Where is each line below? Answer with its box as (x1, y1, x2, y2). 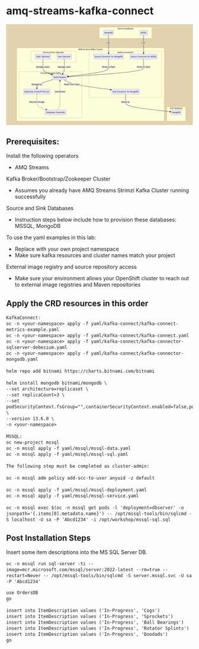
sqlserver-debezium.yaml (6, 344, 68, 351)
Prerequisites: (6, 137, 59, 147)
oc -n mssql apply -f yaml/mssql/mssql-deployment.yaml (6, 487, 147, 493)
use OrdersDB (6, 590, 38, 596)
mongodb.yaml (6, 356, 38, 363)
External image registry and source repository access (6, 263, 137, 271)
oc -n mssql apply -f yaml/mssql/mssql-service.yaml (6, 493, 139, 499)
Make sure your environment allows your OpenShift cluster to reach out (14, 275, 190, 282)
